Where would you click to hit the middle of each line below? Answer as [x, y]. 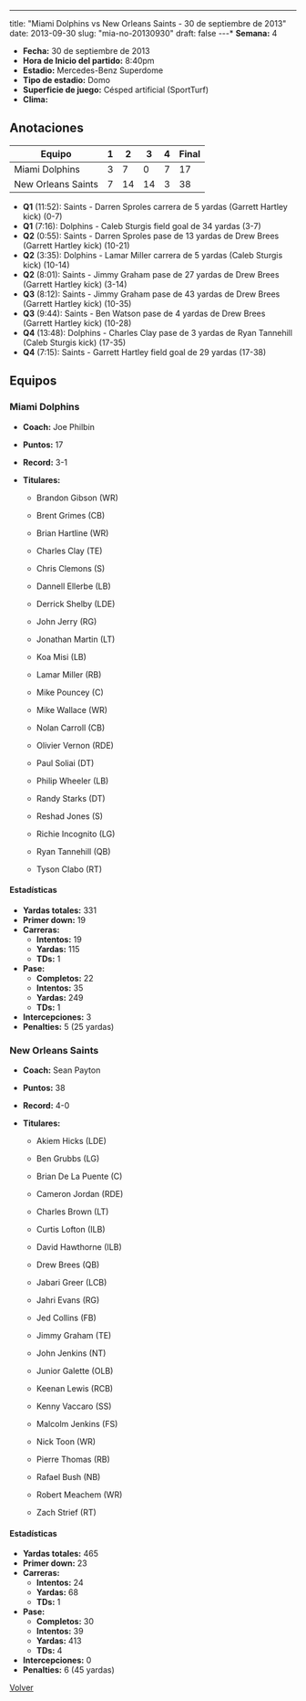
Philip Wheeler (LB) [72, 781]
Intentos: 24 [60, 1583]
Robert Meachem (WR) [79, 1495]
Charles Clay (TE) [69, 551]
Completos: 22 [65, 978]
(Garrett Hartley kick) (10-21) [76, 245]
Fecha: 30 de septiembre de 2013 [86, 51]
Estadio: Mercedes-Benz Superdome [93, 70]
